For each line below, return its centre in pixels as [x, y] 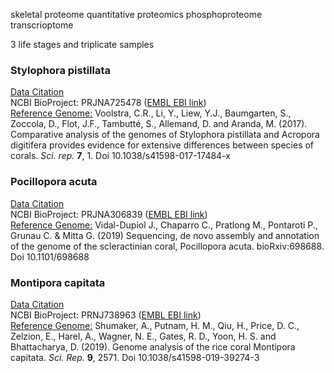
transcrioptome [42, 25]
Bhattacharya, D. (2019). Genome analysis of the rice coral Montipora [153, 346]
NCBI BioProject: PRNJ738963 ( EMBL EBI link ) [106, 315]
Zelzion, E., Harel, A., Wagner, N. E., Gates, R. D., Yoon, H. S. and [143, 336]
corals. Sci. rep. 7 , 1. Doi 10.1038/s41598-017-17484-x [120, 156]
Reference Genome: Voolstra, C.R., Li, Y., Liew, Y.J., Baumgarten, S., [151, 113]
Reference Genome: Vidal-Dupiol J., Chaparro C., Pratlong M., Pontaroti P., [164, 225]
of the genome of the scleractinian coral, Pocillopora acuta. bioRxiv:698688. [167, 246]
